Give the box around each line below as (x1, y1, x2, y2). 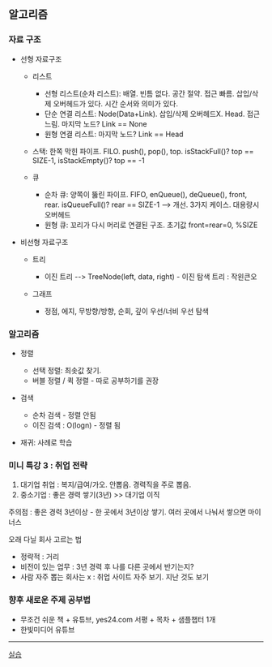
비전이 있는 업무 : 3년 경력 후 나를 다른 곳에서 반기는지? (19, 562, 194, 572)
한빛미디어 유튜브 (19, 624, 75, 635)
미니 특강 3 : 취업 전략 (8, 459, 87, 471)
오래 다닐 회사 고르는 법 (8, 535, 83, 544)
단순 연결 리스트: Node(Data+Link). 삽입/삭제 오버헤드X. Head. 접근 (44, 109, 261, 118)
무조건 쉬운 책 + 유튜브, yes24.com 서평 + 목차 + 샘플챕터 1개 (19, 614, 216, 624)
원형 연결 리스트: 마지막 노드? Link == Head (44, 129, 184, 139)
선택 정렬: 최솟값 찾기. (32, 365, 102, 375)
